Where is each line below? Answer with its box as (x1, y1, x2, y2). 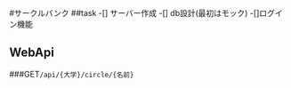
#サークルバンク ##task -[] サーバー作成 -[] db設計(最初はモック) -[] (9, 8, 260, 18)
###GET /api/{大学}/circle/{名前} (9, 68, 134, 79)
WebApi (9, 45, 55, 60)
